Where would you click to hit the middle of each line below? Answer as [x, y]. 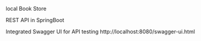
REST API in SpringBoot [35, 20]
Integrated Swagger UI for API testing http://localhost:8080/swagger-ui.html [101, 31]
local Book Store [26, 9]
